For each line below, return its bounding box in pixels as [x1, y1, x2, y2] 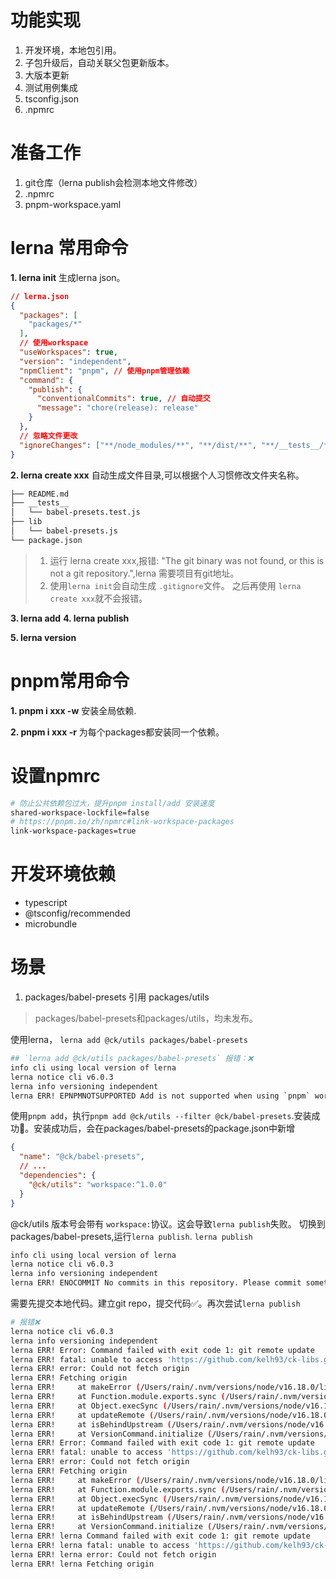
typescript [24, 897, 68, 909]
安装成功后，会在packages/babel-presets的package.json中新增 [33, 1122, 296, 1135]
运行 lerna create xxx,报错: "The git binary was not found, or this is [49, 554, 325, 566]
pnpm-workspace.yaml [24, 198, 122, 210]
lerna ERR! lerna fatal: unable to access [10, 1541, 190, 1551]
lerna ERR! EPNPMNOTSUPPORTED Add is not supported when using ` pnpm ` [10, 1091, 311, 1101]
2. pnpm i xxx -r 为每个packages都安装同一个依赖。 [10, 726, 225, 738]
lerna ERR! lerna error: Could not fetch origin [10, 1549, 217, 1560]
